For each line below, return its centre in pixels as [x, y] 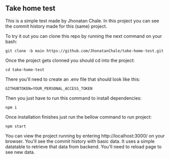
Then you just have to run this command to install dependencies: [73, 98]
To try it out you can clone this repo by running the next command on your [84, 36]
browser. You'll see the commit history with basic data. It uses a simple [80, 141]
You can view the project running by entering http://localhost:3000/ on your [85, 135]
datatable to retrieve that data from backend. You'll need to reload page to [83, 146]
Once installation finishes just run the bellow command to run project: [79, 117]
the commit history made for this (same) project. [56, 26]
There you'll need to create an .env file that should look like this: [73, 79]
